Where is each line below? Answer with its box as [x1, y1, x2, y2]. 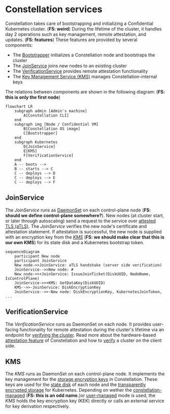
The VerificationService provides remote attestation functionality [12, 68, 148, 74]
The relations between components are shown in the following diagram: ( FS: [5, 88, 165, 95]
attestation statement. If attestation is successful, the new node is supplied [5, 228, 162, 234]
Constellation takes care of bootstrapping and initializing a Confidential [5, 20, 154, 26]
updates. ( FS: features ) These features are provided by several [5, 37, 138, 43]
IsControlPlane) [5, 276, 40, 281]
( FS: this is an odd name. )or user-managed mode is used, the [26, 393, 156, 399]
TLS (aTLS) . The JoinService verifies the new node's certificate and [5, 223, 147, 229]
